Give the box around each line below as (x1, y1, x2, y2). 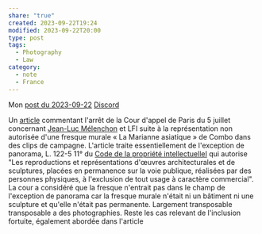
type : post (8, 33, 44, 42)
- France (15, 78, 44, 86)
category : (8, 63, 41, 71)
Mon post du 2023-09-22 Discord (8, 100, 120, 109)
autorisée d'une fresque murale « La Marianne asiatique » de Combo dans (8, 132, 252, 141)
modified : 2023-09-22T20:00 (8, 26, 102, 34)
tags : (8, 41, 26, 49)
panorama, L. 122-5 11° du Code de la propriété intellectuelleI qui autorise (8, 148, 248, 159)
